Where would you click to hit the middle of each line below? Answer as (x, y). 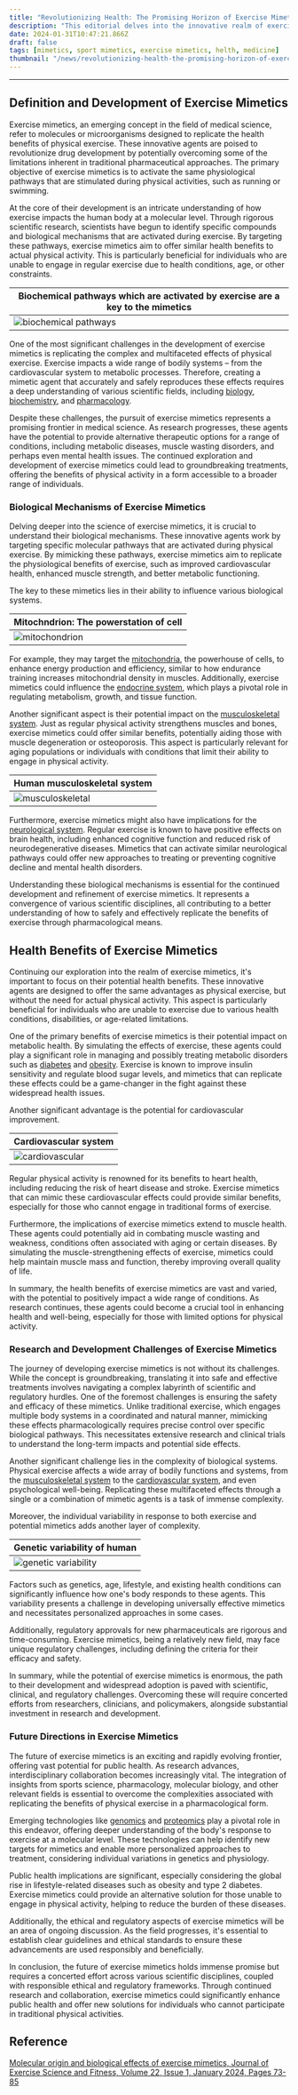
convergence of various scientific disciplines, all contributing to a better (140, 904)
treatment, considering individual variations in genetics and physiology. (139, 1858)
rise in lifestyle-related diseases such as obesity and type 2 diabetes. (136, 1884)
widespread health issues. (57, 1092)
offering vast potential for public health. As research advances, (124, 1765)
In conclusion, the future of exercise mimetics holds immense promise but (144, 1966)
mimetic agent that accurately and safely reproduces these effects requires (147, 381)
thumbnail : (29, 59)
